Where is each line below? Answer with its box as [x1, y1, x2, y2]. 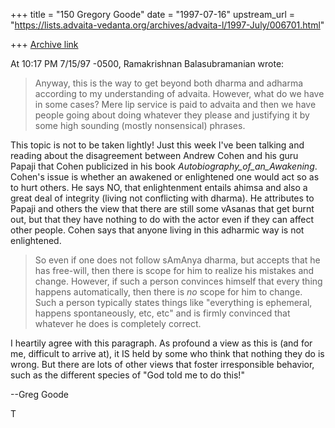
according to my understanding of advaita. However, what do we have [34, 88, 325, 99]
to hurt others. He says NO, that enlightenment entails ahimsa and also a [10, 182, 308, 193]
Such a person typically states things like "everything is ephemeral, [34, 297, 313, 308]
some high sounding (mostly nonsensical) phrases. [34, 120, 246, 131]
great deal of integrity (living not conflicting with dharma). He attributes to [10, 192, 315, 204]
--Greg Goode [10, 389, 70, 400]
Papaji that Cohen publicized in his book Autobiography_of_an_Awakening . [10, 160, 318, 172]
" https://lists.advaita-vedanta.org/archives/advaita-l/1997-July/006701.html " [10, 19, 325, 31]
